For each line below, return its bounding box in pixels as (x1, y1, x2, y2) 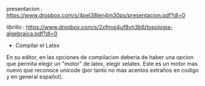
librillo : (6, 24, 25, 30)
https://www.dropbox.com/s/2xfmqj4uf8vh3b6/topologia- (26, 24, 173, 30)
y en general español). (6, 73, 63, 80)
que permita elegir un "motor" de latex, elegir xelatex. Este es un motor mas (6, 60, 198, 67)
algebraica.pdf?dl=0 (6, 30, 58, 37)
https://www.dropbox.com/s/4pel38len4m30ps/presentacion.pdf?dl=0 (6, 12, 185, 19)
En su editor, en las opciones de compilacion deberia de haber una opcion (6, 54, 194, 60)
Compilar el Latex (15, 42, 60, 49)
